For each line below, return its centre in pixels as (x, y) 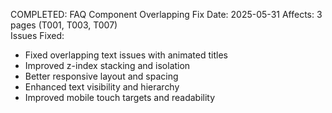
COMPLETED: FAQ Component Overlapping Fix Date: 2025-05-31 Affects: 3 (166, 14)
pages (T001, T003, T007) (64, 25)
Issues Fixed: (37, 35)
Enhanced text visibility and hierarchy (102, 87)
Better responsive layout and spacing (101, 76)
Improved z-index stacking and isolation (107, 65)
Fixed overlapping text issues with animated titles (126, 55)
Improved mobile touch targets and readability (120, 97)
